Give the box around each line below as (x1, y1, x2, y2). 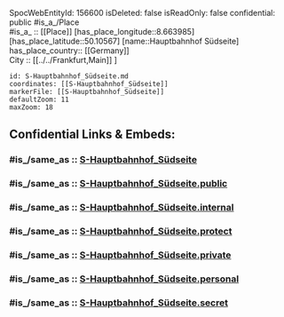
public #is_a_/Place (9, 17, 80, 28)
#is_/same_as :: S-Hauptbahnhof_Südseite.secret (9, 297, 229, 309)
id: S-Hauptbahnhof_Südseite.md (9, 72, 129, 81)
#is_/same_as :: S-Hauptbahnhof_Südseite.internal (9, 202, 234, 214)
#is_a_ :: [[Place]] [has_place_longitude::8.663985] (9, 27, 195, 36)
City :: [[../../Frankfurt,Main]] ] (9, 55, 118, 65)
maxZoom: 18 (9, 103, 53, 112)
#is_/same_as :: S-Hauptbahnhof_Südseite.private (9, 249, 232, 261)
